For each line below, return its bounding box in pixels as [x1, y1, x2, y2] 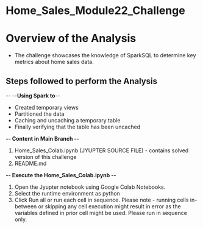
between [14, 202, 37, 210]
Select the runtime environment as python [14, 189, 120, 197]
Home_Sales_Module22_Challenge [5, 4, 185, 18]
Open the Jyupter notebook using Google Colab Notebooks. [14, 183, 166, 191]
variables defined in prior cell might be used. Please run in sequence [14, 209, 187, 216]
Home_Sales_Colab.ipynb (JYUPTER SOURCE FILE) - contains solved [14, 147, 189, 154]
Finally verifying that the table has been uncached [14, 123, 141, 130]
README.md [14, 160, 47, 167]
